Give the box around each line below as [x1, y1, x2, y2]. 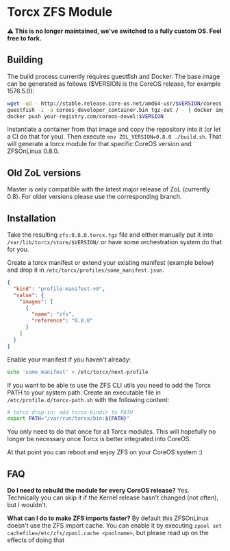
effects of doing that [7, 536, 65, 544]
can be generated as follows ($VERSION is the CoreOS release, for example [7, 80, 221, 88]
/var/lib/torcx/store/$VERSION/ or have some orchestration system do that [7, 238, 222, 246]
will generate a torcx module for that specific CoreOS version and [7, 140, 192, 148]
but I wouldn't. [7, 501, 48, 509]
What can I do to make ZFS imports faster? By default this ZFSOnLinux [7, 514, 209, 522]
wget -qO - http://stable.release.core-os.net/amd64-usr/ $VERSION [7, 100, 201, 107]
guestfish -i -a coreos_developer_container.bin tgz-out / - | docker [7, 106, 213, 113]
